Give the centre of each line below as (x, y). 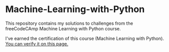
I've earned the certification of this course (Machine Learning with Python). (85, 38)
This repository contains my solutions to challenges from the (69, 23)
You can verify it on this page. (37, 43)
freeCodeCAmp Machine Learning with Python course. (63, 28)
